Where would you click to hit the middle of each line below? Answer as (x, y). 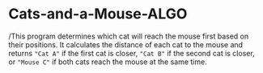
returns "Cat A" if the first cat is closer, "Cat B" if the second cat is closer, (131, 53)
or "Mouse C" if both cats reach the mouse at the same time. (108, 62)
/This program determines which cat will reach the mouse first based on (129, 36)
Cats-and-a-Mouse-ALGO (98, 14)
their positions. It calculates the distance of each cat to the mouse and (126, 44)
